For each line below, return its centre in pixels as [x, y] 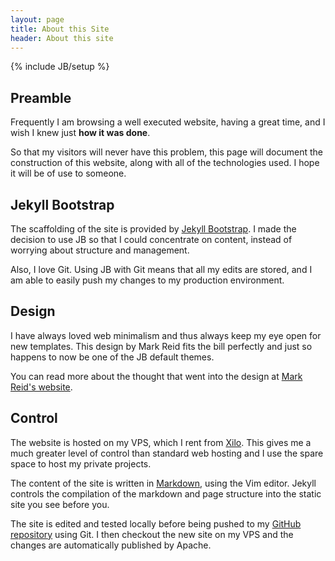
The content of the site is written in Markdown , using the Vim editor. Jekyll [163, 483]
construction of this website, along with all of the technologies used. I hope [165, 163]
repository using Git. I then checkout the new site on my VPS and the [152, 534]
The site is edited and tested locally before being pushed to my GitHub [156, 523]
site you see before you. [60, 504]
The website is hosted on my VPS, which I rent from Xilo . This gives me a [161, 442]
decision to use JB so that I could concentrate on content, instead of [151, 239]
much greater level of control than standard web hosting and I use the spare [167, 453]
